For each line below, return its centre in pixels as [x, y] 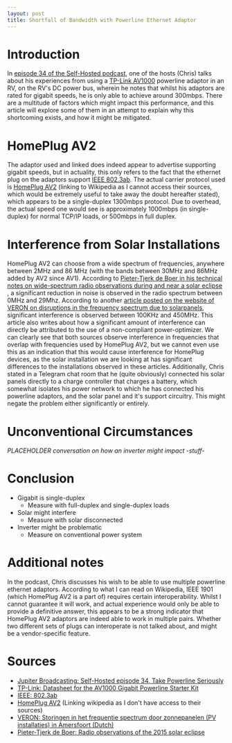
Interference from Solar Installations [114, 244]
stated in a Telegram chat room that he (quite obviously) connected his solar [116, 374]
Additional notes [56, 563]
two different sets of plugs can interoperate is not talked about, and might [112, 626]
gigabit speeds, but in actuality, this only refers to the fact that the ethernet [114, 172]
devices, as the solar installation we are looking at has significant [100, 359]
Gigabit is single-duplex [51, 498]
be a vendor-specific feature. [49, 633]
